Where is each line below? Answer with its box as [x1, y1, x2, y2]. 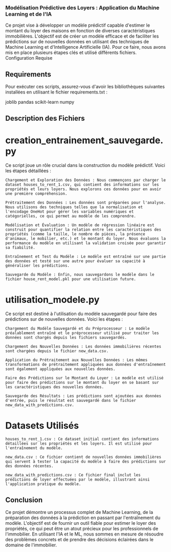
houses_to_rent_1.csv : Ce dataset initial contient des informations [5, 436, 159, 442]
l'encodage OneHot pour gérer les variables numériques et [5, 209, 134, 214]
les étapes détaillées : [5, 168, 51, 174]
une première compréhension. [5, 191, 68, 196]
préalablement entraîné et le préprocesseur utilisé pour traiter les [5, 330, 159, 336]
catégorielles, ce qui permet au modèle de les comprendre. [5, 214, 137, 219]
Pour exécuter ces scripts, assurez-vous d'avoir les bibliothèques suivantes [5, 84, 165, 90]
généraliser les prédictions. [5, 263, 70, 268]
